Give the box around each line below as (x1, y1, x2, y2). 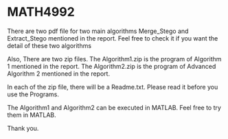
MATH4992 (7, 4, 76, 20)
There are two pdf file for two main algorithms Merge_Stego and (7, 27, 189, 35)
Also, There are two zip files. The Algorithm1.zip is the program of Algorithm (7, 54, 222, 63)
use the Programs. (7, 90, 60, 98)
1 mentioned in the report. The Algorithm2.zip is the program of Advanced (7, 62, 216, 70)
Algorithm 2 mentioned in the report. (7, 69, 111, 78)
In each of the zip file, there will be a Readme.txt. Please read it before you (7, 83, 218, 91)
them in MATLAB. (7, 111, 56, 119)
